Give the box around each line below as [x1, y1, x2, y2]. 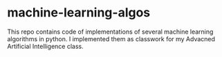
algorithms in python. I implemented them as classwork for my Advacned [7, 34, 216, 43]
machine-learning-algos [7, 5, 151, 21]
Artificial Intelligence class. [7, 42, 84, 50]
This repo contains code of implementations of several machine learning [7, 27, 214, 36]
